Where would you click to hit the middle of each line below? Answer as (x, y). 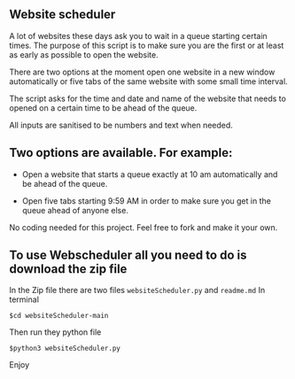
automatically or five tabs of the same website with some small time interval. (148, 81)
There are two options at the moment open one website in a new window (142, 72)
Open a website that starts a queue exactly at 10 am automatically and (150, 174)
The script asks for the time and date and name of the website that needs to (147, 98)
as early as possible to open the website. (84, 54)
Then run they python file (55, 332)
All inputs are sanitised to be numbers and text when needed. (121, 125)
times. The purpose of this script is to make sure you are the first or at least (147, 45)
